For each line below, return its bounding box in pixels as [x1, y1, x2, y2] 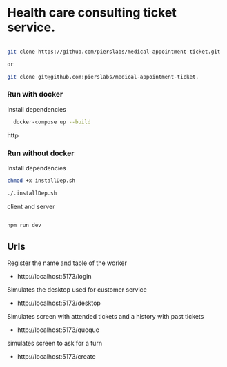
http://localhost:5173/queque [17, 326, 100, 334]
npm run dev [7, 221, 41, 228]
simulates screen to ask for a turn [7, 339, 102, 348]
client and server [7, 202, 55, 210]
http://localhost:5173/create [17, 353, 96, 361]
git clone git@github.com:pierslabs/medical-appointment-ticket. [7, 73, 199, 80]
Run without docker [7, 148, 75, 158]
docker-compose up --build [13, 119, 91, 126]
